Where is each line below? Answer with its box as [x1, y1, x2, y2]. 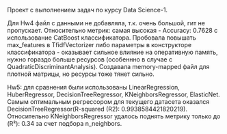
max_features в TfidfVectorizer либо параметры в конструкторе [7, 41, 192, 49]
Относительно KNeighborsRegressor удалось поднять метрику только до [7, 112, 221, 120]
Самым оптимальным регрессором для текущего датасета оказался [7, 98, 210, 105]
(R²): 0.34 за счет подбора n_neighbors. [7, 120, 122, 127]
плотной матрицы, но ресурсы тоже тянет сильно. [7, 70, 155, 78]
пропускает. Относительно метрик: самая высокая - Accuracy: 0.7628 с [7, 27, 218, 34]
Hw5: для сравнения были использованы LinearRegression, [7, 83, 180, 91]
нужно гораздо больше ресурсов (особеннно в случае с [7, 55, 173, 64]
